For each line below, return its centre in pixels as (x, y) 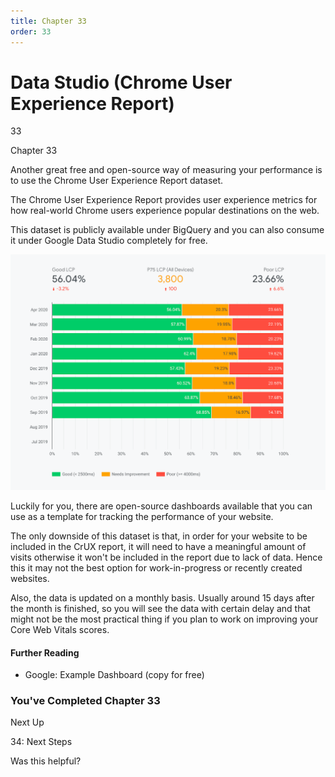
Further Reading (45, 652)
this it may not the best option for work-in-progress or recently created (156, 567)
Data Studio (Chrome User (121, 82)
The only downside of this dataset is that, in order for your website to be (159, 536)
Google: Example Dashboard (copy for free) (114, 675)
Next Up (27, 722)
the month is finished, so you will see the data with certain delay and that (160, 608)
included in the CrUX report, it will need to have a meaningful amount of (158, 546)
